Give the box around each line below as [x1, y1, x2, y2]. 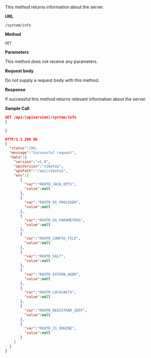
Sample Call [5, 106, 30, 111]
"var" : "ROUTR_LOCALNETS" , [24, 290, 77, 295]
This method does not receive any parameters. [5, 59, 98, 64]
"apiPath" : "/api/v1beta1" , [14, 168, 68, 173]
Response [5, 87, 26, 93]
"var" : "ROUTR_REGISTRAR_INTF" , [24, 308, 88, 313]
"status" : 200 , [9, 146, 38, 151]
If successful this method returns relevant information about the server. [5, 96, 147, 102]
